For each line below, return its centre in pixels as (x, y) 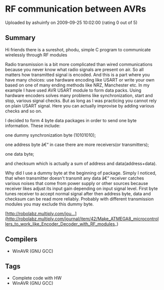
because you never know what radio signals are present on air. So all (74, 69)
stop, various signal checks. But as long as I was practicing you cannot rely (81, 101)
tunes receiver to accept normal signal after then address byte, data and (78, 193)
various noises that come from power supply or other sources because (77, 183)
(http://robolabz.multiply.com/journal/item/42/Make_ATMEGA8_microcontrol (82, 219)
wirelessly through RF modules (36, 55)
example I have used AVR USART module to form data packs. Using (73, 90)
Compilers (21, 239)
